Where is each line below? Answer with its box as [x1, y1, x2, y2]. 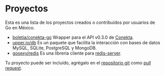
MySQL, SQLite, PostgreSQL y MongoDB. [12, 45, 97, 51]
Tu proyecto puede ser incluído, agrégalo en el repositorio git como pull [5, 60, 151, 66]
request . [5, 65, 22, 71]
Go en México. [5, 24, 35, 30]
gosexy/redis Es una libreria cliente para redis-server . [12, 50, 122, 56]
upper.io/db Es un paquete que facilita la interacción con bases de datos [12, 39, 161, 45]
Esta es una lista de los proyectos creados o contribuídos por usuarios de [5, 19, 155, 25]
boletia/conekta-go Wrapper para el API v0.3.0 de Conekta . [12, 34, 134, 40]
